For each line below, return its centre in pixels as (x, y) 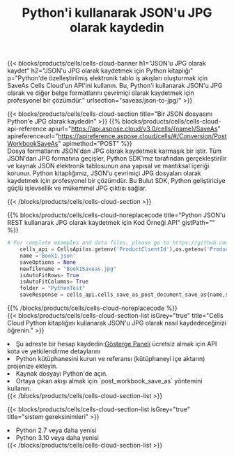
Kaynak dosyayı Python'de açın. (62, 374)
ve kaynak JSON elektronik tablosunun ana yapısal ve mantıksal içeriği (108, 166)
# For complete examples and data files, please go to (88, 243)
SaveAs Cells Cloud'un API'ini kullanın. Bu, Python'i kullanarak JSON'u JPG (115, 86)
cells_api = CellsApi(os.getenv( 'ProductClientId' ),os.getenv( (114, 249)
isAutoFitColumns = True (54, 282)
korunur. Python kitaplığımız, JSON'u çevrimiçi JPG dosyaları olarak (104, 173)
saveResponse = (42, 295)
